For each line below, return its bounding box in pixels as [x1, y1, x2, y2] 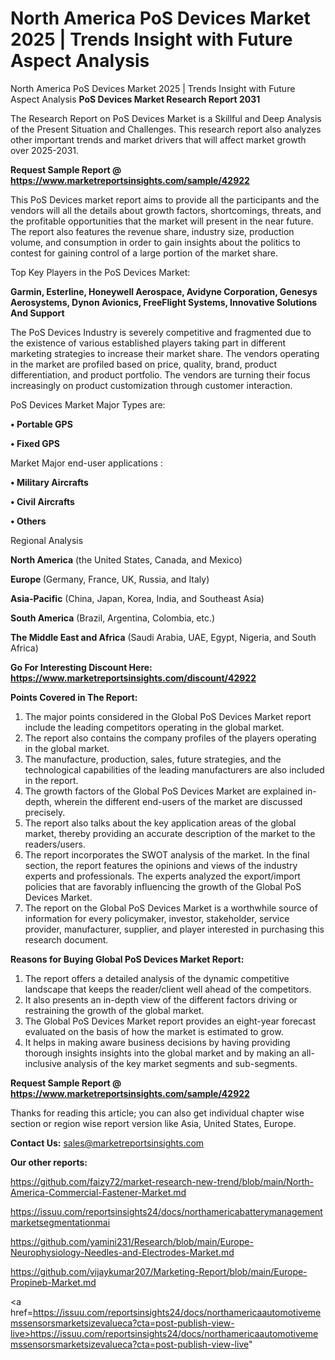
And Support [10, 307, 65, 319]
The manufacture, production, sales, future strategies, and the [24, 753, 282, 765]
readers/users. [24, 838, 86, 850]
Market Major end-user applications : [10, 457, 163, 469]
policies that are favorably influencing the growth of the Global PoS [24, 880, 302, 892]
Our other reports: [10, 1156, 88, 1168]
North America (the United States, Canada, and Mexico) [10, 553, 243, 566]
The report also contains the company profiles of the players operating [24, 732, 317, 744]
